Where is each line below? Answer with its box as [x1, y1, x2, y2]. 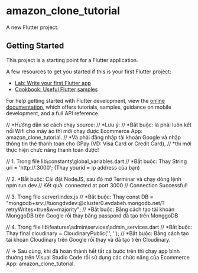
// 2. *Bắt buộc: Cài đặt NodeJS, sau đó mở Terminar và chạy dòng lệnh [6, 175, 182, 183]
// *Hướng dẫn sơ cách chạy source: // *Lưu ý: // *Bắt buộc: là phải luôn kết [6, 121, 192, 128]
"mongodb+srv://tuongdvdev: [6, 199, 79, 206]
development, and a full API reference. [6, 109, 100, 116]
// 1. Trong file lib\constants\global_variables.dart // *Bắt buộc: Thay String [6, 158, 187, 165]
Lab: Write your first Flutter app [14, 79, 92, 86]
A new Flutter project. [6, 24, 59, 31]
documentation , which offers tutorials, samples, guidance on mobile [6, 103, 171, 110]
